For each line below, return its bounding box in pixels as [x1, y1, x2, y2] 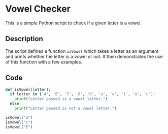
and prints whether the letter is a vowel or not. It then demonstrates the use [5, 53, 163, 59]
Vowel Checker [5, 3, 71, 15]
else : [10, 101, 22, 107]
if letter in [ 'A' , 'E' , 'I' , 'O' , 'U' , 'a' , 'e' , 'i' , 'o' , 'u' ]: [10, 92, 156, 97]
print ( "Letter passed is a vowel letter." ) [14, 96, 108, 102]
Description [5, 35, 43, 43]
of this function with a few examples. [5, 59, 83, 65]
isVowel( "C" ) [5, 120, 33, 125]
